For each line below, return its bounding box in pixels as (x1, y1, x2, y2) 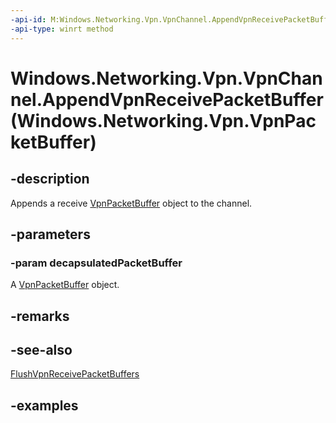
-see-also (10, 341, 73, 358)
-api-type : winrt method (10, 24, 114, 34)
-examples (10, 397, 79, 414)
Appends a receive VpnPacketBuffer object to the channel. (10, 197, 253, 209)
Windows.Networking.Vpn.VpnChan (10, 67, 323, 90)
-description (10, 171, 90, 188)
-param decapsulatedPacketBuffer (10, 256, 183, 270)
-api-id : (10, 14, 47, 25)
